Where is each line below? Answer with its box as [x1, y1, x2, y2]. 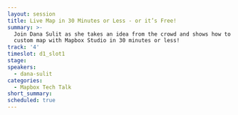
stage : [7, 57, 27, 64]
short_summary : [7, 90, 53, 97]
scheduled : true [7, 97, 56, 104]
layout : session [7, 10, 56, 18]
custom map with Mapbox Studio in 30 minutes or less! [14, 37, 180, 44]
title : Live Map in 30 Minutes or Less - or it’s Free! [7, 17, 177, 24]
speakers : [7, 64, 37, 71]
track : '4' [7, 44, 40, 51]
